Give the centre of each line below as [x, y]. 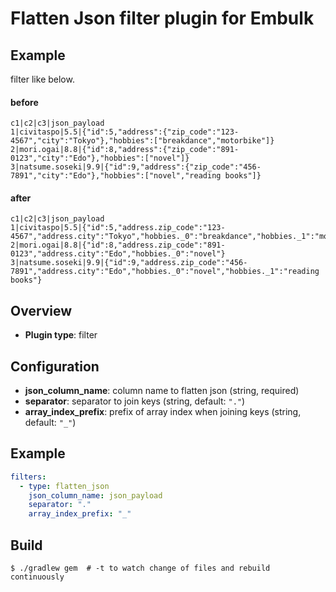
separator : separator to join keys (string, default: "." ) [135, 401]
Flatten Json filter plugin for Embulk [162, 18]
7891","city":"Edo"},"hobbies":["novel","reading [116, 176]
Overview [41, 310]
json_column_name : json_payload [95, 495]
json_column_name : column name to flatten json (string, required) [162, 391]
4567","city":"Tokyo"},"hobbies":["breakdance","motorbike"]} [142, 141]
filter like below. [42, 79]
